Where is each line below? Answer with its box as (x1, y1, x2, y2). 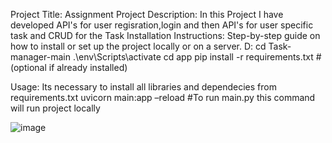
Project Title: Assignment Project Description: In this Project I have (10, 9, 284, 20)
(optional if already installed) (10, 62, 128, 73)
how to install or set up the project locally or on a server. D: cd (10, 40, 267, 52)
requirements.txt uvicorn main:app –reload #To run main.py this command (10, 92, 316, 103)
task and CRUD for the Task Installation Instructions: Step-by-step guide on (10, 30, 321, 41)
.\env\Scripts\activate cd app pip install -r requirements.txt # (72, 51, 322, 63)
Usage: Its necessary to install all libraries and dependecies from (10, 81, 277, 93)
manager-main (10, 51, 71, 63)
